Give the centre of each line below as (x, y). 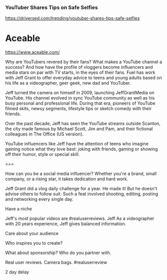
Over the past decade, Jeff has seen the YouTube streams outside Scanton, (83, 124)
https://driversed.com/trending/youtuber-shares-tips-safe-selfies (73, 18)
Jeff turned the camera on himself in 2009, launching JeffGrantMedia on (80, 93)
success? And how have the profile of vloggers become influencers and (79, 67)
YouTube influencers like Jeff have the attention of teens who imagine (77, 144)
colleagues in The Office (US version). (44, 134)
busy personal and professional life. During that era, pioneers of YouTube (80, 103)
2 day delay (17, 272)
